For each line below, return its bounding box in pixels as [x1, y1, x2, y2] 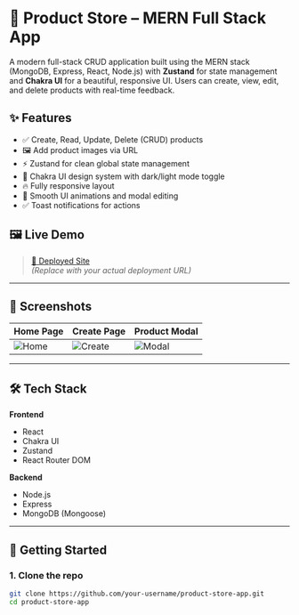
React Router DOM [21, 455, 92, 465]
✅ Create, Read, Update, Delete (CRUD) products [21, 134, 204, 145]
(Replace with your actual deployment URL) [30, 264, 192, 275]
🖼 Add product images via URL [21, 144, 139, 155]
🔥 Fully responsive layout [21, 180, 115, 190]
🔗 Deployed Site [30, 255, 91, 266]
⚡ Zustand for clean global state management [21, 158, 190, 168]
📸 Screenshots [9, 298, 93, 314]
